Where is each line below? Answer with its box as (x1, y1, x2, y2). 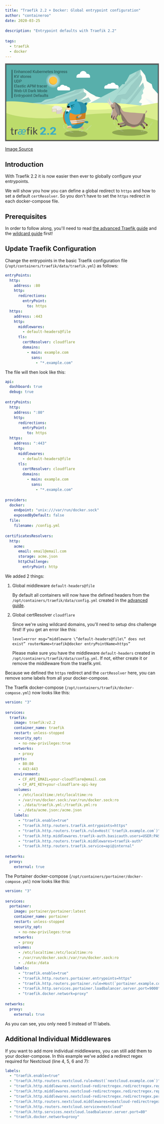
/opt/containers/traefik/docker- (66, 685, 134, 690)
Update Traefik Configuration (5, 244, 97, 253)
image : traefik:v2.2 (14, 720, 56, 725)
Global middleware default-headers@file (12, 582, 95, 588)
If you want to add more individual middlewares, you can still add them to (5, 1048, 152, 1054)
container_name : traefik (14, 725, 64, 730)
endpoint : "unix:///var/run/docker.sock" (14, 508, 99, 513)
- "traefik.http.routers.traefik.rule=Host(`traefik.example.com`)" (18, 828, 161, 833)
